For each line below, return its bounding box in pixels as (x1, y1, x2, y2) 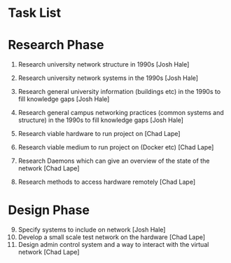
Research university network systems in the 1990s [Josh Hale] (17, 74, 199, 82)
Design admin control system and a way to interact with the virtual (17, 241, 209, 249)
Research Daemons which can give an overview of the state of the (17, 156, 210, 166)
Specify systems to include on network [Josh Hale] (17, 226, 166, 234)
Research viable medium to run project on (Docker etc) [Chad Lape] (17, 143, 214, 151)
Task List (8, 5, 62, 21)
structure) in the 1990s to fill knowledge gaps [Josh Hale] (17, 116, 184, 124)
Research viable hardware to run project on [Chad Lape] (17, 130, 181, 138)
